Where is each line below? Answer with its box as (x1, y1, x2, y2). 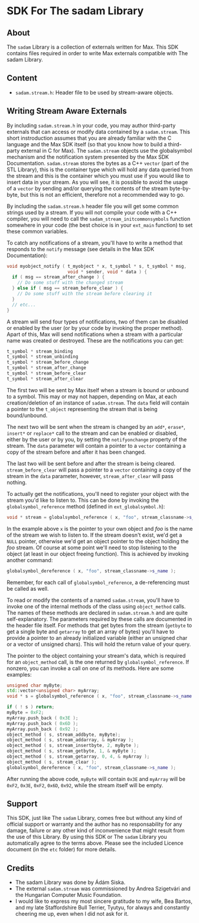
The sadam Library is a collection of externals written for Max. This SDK (6, 43, 179, 50)
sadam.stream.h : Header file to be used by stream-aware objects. (15, 89, 174, 96)
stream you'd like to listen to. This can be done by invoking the (6, 496, 159, 504)
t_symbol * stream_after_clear (6, 376, 84, 382)
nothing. (6, 479, 27, 486)
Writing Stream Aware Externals (6, 106, 128, 116)
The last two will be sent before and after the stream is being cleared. (6, 460, 176, 467)
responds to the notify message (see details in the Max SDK (6, 245, 155, 252)
